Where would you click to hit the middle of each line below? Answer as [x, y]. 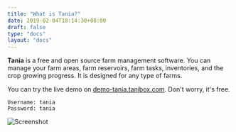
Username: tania [31, 103]
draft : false [27, 27]
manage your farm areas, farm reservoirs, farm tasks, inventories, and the [116, 68]
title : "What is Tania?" [44, 14]
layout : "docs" [30, 40]
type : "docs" [27, 34]
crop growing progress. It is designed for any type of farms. [95, 76]
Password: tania [31, 109]
